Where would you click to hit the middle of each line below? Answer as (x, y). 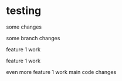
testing (24, 11)
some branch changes (33, 38)
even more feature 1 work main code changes (61, 72)
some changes (24, 27)
